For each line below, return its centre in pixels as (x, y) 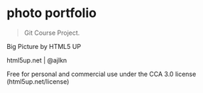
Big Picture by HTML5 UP (44, 46)
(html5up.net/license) (38, 81)
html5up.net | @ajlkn (37, 60)
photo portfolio (52, 13)
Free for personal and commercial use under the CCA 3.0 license (101, 74)
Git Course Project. (52, 33)
